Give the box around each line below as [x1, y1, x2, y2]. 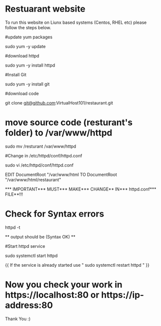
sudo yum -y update [5, 43, 46, 49]
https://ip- [101, 290, 144, 300]
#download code [5, 90, 39, 96]
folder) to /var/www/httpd [5, 127, 113, 138]
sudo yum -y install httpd [5, 62, 55, 68]
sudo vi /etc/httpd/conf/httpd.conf [5, 162, 74, 168]
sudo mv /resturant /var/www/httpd [5, 143, 76, 149]
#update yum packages [5, 34, 53, 40]
